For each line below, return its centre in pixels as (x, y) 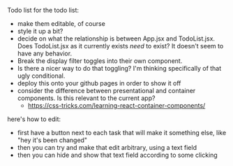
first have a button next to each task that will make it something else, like (122, 133)
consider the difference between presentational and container (106, 91)
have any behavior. (44, 53)
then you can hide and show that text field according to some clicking (117, 155)
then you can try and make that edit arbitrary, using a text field (107, 147)
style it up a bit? (40, 31)
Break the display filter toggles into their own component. (100, 61)
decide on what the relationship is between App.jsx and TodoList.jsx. (116, 39)
